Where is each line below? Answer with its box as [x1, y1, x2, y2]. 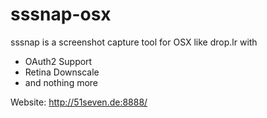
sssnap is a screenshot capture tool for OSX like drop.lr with [10, 36, 258, 48]
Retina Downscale [24, 66, 100, 78]
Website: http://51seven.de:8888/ [10, 96, 148, 108]
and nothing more [24, 76, 99, 88]
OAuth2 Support [24, 55, 93, 67]
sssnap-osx [10, 3, 112, 26]
